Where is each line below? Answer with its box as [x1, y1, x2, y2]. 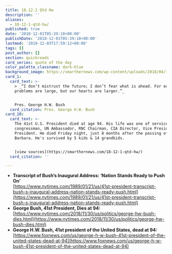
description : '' [5, 12, 40, 17]
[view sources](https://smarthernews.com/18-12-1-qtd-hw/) [14, 149, 143, 154]
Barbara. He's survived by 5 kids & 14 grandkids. [14, 135, 125, 141]
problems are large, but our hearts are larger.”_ [14, 88, 125, 94]
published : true [5, 27, 40, 32]
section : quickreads [5, 55, 50, 60]
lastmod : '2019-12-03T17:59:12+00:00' [5, 41, 88, 46]
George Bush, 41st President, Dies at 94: [12, 205, 101, 211]
